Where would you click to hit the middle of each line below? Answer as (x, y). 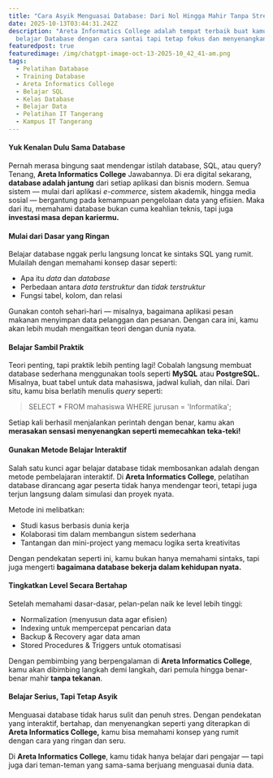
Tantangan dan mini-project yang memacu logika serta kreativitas (130, 542)
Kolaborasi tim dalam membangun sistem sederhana (108, 534)
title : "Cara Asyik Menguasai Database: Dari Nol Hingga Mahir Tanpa (129, 16)
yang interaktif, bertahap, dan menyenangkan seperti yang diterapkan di (129, 724)
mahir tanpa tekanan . (66, 678)
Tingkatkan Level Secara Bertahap (68, 586)
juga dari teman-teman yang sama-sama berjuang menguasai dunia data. (131, 765)
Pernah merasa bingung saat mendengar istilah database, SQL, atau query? (135, 166)
